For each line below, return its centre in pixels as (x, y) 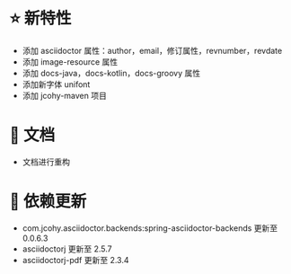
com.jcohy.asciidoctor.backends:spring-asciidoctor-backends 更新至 (150, 228)
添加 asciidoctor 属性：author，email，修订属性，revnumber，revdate (152, 50)
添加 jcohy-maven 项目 (65, 95)
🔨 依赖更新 (48, 202)
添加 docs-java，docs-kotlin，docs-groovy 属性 (111, 73)
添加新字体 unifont (56, 84)
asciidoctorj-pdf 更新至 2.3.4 (75, 260)
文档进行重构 (46, 162)
